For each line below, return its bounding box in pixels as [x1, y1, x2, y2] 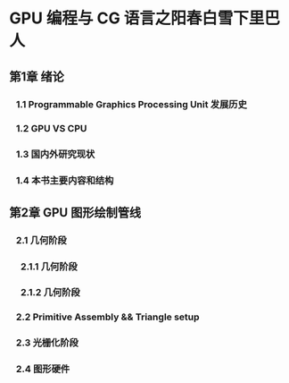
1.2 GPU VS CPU [16, 123, 87, 135]
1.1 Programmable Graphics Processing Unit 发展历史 [16, 98, 248, 110]
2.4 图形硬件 [16, 363, 70, 376]
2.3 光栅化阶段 [16, 336, 78, 349]
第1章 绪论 [9, 69, 65, 84]
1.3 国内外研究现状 [16, 149, 95, 161]
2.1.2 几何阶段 [21, 286, 80, 299]
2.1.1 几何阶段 [21, 260, 78, 273]
